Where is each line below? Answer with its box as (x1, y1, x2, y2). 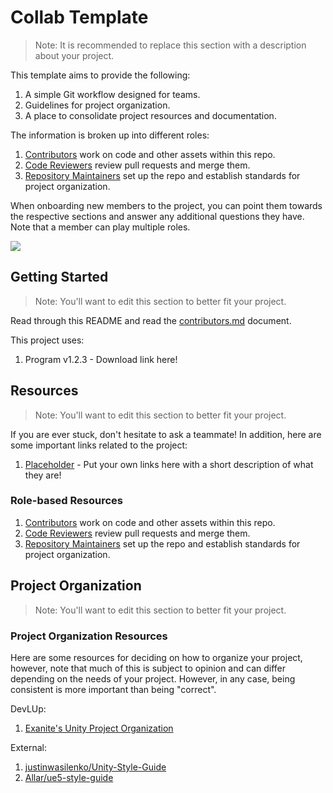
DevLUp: (10, 702, 47, 715)
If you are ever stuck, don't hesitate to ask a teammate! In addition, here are (10, 428, 322, 440)
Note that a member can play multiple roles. (10, 221, 191, 233)
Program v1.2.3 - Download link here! (24, 353, 178, 365)
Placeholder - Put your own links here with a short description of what (24, 458, 314, 470)
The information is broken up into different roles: (10, 129, 210, 141)
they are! (24, 469, 62, 481)
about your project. (34, 49, 115, 61)
